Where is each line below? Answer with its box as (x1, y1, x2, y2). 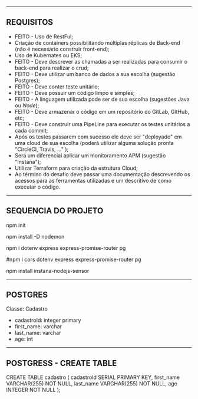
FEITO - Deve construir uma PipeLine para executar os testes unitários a (14, 120, 190, 127)
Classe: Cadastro (6, 305, 48, 312)
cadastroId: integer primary (14, 316, 81, 324)
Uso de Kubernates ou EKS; (14, 51, 82, 59)
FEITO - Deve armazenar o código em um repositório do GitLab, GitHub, (14, 108, 190, 115)
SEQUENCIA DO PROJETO (6, 206, 104, 216)
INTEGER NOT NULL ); (6, 387, 61, 394)
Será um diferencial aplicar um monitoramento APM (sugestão (14, 151, 166, 159)
